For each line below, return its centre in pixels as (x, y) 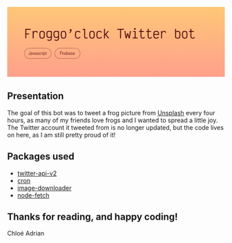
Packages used (41, 156)
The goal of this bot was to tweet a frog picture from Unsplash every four (111, 113)
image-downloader (44, 188)
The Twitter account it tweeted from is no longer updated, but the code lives (116, 127)
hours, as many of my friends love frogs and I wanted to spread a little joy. (113, 120)
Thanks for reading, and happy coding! (93, 216)
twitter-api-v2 (37, 173)
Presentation (36, 96)
